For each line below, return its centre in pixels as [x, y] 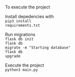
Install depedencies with [29, 16]
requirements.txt [23, 25]
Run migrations [20, 34]
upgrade [13, 56]
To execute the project [28, 7]
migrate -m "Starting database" [38, 48]
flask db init [19, 39]
